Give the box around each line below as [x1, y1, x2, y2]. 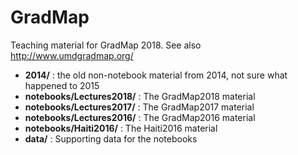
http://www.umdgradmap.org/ [10, 49, 134, 61]
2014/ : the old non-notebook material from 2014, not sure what [24, 69, 288, 81]
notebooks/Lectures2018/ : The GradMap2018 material [24, 90, 256, 102]
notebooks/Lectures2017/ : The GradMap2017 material [24, 101, 255, 113]
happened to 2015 [24, 79, 100, 91]
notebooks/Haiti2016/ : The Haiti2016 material [24, 122, 218, 134]
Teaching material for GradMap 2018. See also [10, 39, 202, 51]
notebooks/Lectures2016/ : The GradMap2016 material [24, 111, 256, 123]
